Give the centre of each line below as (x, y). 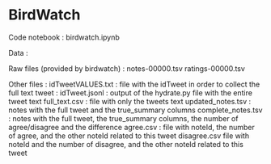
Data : (18, 53)
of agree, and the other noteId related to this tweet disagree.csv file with (129, 136)
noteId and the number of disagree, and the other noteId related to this (126, 144)
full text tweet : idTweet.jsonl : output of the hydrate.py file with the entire (131, 93)
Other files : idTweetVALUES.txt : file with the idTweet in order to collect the (134, 84)
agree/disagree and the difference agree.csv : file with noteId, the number (131, 127)
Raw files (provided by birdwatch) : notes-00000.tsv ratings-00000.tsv (127, 68)
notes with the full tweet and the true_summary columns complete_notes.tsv (135, 110)
